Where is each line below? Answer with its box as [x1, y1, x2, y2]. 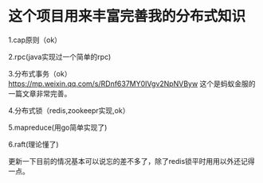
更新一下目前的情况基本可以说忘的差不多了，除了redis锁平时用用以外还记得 [8, 156, 255, 165]
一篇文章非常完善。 [8, 88, 72, 98]
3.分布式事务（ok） [8, 68, 72, 78]
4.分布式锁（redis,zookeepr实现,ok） [8, 105, 130, 115]
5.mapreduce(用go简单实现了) [8, 123, 108, 132]
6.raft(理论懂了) [8, 139, 59, 149]
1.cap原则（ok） [8, 35, 62, 45]
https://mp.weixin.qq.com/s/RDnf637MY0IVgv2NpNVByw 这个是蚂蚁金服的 [8, 79, 257, 88]
